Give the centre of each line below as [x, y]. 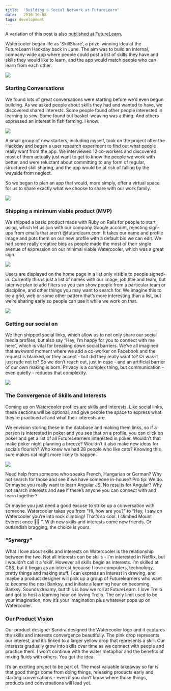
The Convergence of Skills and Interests [56, 395]
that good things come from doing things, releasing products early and [79, 672]
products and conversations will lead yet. [48, 683]
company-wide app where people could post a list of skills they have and [82, 55]
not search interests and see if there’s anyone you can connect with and [81, 490]
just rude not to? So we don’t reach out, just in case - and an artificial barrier [85, 362]
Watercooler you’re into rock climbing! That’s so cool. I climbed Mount [79, 516]
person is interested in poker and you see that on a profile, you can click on [84, 433]
